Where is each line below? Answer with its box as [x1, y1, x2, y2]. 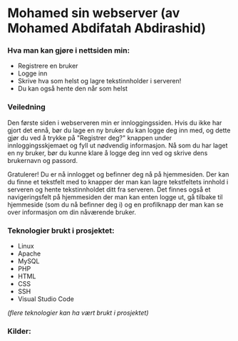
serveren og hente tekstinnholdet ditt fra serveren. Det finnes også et [7, 185, 211, 194]
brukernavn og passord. [7, 156, 78, 164]
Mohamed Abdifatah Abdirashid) [7, 20, 207, 36]
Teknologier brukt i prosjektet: [7, 226, 115, 236]
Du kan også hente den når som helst [17, 84, 128, 93]
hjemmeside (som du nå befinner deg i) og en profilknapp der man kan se [7, 200, 224, 209]
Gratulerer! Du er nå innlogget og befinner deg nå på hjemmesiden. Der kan [7, 169, 229, 179]
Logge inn [17, 69, 48, 78]
